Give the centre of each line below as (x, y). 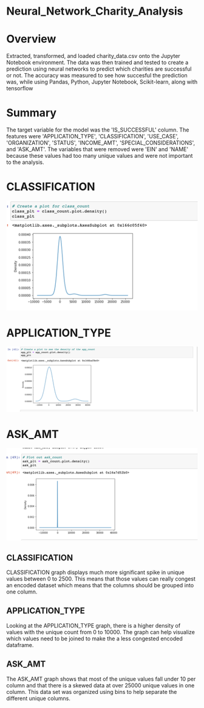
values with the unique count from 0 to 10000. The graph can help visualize (101, 632)
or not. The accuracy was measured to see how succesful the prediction (97, 76)
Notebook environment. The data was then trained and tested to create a (97, 63)
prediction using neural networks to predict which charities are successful (99, 69)
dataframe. (20, 645)
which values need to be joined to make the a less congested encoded (95, 639)
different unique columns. (39, 698)
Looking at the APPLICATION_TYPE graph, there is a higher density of (93, 625)
